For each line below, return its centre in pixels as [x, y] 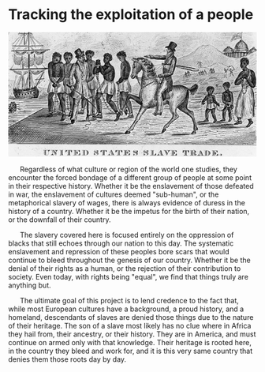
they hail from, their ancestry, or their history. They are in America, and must [132, 334]
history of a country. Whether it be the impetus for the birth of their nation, [129, 212]
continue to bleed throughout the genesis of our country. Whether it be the [129, 260]
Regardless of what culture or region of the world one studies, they [129, 169]
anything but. [30, 285]
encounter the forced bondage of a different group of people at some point [130, 178]
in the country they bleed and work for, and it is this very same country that [131, 351]
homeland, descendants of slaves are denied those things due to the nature [131, 318]
